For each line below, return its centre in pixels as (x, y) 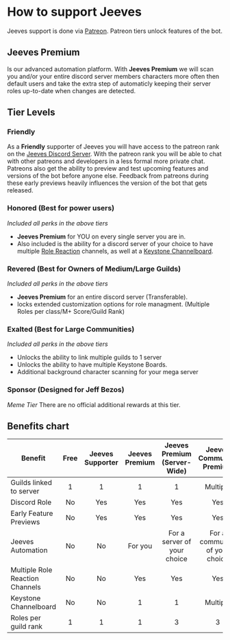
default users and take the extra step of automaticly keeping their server (109, 84)
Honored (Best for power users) (61, 208)
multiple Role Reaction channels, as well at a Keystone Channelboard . (115, 251)
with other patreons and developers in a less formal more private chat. (106, 161)
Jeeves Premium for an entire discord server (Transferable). (102, 297)
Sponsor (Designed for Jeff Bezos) (66, 390)
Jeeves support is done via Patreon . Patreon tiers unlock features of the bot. (115, 31)
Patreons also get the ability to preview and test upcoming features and (108, 169)
